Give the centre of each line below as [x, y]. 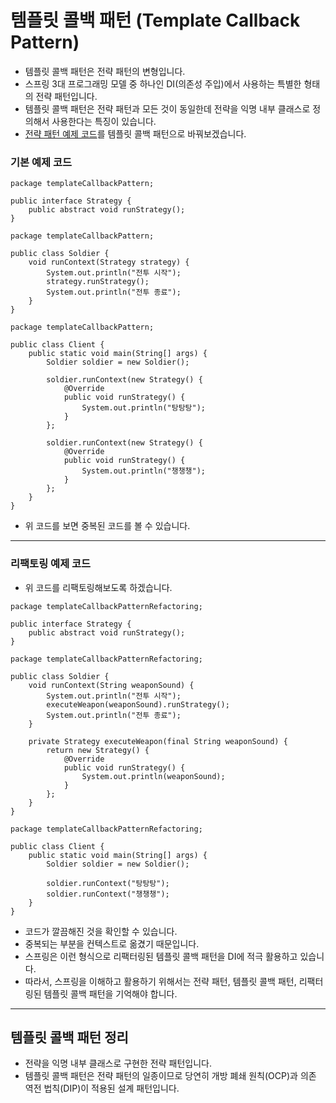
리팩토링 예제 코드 [51, 564]
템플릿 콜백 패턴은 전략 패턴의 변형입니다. [105, 71]
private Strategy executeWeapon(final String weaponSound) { [158, 741]
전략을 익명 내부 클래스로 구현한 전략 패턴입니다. [118, 1063]
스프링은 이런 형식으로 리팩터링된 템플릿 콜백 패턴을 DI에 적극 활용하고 [161, 956]
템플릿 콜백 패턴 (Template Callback [155, 20]
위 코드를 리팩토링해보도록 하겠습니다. [98, 587]
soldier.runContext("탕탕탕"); [108, 883]
